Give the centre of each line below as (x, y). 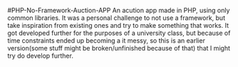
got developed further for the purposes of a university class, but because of (119, 33)
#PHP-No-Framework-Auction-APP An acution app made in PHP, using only (119, 10)
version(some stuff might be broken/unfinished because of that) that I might (119, 48)
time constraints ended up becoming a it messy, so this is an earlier (106, 41)
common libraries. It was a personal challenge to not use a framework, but (117, 18)
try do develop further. (40, 56)
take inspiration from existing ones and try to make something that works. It (118, 25)
